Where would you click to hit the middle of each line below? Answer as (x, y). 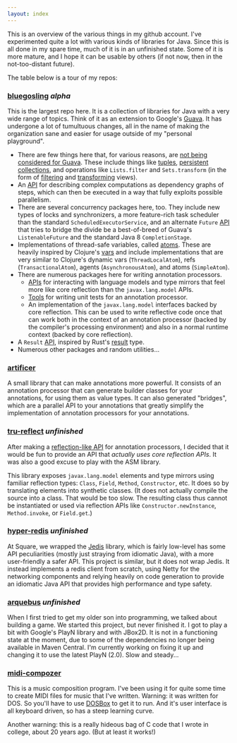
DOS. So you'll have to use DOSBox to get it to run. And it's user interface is (117, 704)
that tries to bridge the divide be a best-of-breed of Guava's (105, 229)
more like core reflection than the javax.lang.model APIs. (111, 289)
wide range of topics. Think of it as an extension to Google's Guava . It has (115, 118)
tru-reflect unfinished (45, 431)
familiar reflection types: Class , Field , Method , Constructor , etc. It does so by (118, 483)
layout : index (28, 14)
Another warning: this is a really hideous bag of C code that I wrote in (108, 725)
